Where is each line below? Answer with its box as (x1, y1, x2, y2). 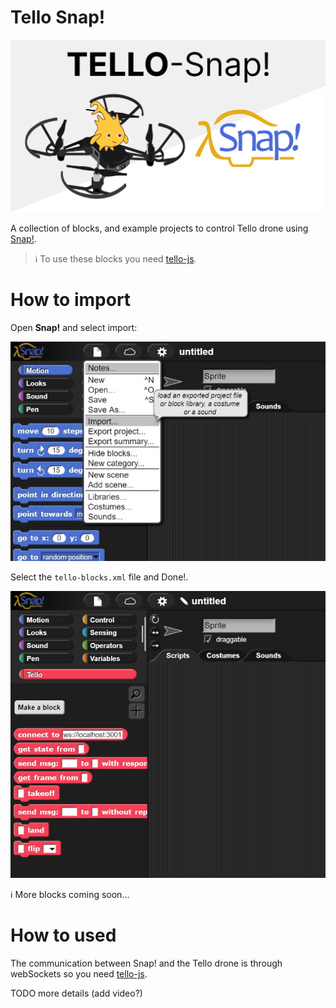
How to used (10, 924, 117, 947)
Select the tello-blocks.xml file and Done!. (10, 571, 189, 583)
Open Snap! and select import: (10, 321, 138, 333)
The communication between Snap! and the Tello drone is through (10, 957, 283, 969)
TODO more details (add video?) (10, 987, 143, 999)
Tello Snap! (10, 6, 106, 29)
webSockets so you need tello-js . (10, 967, 148, 980)
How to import (10, 289, 132, 311)
